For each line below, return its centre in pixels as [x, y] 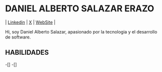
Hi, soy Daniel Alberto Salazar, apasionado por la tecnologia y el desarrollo [81, 32]
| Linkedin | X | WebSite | [30, 22]
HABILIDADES [27, 53]
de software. [18, 37]
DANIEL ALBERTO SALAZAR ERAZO [80, 9]
